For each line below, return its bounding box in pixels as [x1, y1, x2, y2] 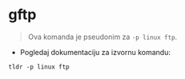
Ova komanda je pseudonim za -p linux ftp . [27, 32, 178, 41]
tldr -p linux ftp [8, 62, 70, 71]
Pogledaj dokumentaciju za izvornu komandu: [19, 47, 171, 57]
